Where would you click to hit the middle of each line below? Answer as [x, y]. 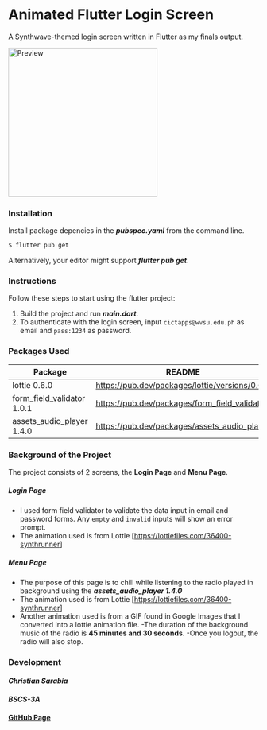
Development [35, 662]
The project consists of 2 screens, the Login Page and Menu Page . [118, 472]
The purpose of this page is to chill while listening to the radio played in [136, 582]
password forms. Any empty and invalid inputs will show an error [126, 518]
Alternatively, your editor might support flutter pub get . [99, 261]
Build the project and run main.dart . [79, 314]
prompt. [33, 527]
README [183, 371]
